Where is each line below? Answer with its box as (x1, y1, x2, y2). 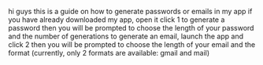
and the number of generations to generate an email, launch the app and (8, 31, 244, 41)
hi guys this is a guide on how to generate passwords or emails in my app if (8, 7, 253, 16)
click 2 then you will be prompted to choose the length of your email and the (8, 40, 256, 49)
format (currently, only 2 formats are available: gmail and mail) (8, 49, 210, 57)
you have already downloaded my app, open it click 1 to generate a (8, 15, 225, 24)
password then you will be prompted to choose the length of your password (8, 23, 254, 32)
